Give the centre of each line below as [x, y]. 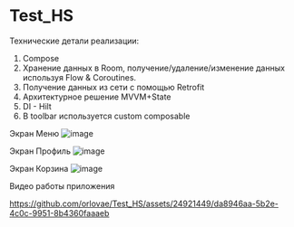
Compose [41, 58]
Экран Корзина [39, 168]
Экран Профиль [40, 151]
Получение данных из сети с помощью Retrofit [113, 87]
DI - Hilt [37, 106]
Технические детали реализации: [74, 41]
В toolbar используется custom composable [106, 116]
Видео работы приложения [62, 185]
